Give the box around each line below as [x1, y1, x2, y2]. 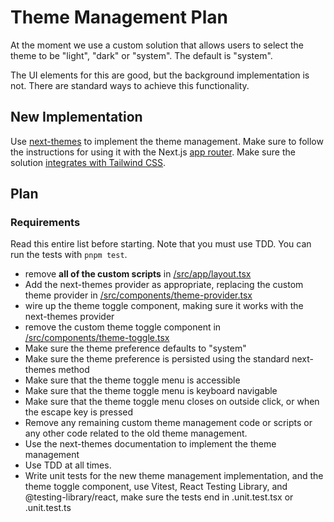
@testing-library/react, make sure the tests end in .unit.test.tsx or [24, 491, 294, 503]
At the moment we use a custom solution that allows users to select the [10, 39, 304, 51]
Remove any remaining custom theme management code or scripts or [24, 417, 313, 429]
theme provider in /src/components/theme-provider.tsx [24, 289, 253, 301]
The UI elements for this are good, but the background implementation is [10, 69, 310, 81]
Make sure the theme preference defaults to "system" [24, 342, 247, 355]
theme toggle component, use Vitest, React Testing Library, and [24, 481, 288, 493]
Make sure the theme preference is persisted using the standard [24, 353, 290, 365]
